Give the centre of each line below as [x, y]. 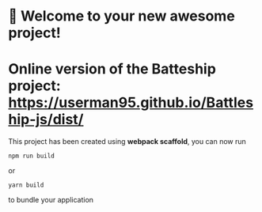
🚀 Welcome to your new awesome [122, 16]
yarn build [26, 185]
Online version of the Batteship [112, 69]
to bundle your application [51, 200]
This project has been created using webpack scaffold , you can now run [127, 142]
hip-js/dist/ [46, 120]
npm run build [32, 156]
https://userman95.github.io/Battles [131, 103]
